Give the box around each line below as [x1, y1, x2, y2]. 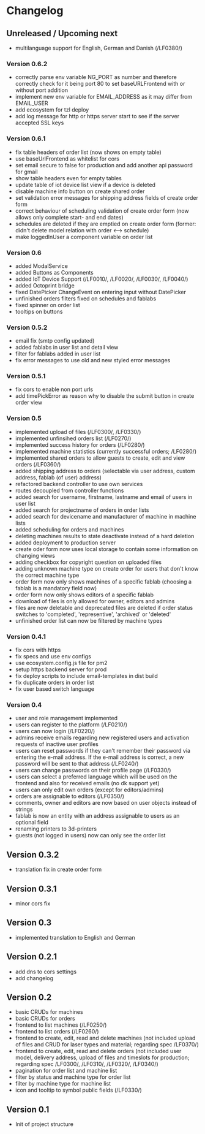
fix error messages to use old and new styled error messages [15, 357, 171, 364]
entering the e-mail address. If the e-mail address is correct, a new [15, 753, 184, 761]
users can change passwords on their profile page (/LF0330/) [15, 767, 171, 774]
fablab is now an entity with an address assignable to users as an [15, 812, 180, 820]
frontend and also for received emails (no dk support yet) [15, 780, 160, 787]
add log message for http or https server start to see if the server [15, 113, 179, 120]
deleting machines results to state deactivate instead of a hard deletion [15, 532, 195, 539]
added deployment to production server [15, 539, 116, 546]
